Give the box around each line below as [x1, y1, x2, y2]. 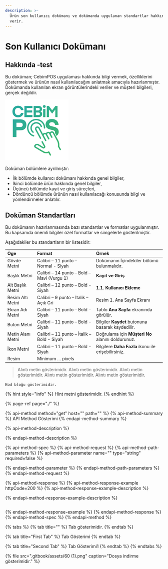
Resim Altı [7, 294, 28, 300]
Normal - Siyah [37, 263, 69, 269]
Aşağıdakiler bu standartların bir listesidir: [5, 239, 91, 245]
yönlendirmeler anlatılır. [12, 196, 61, 202]
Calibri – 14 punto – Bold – [37, 270, 91, 276]
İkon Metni [7, 346, 29, 352]
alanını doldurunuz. [95, 336, 135, 342]
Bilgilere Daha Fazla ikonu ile [95, 343, 156, 349]
